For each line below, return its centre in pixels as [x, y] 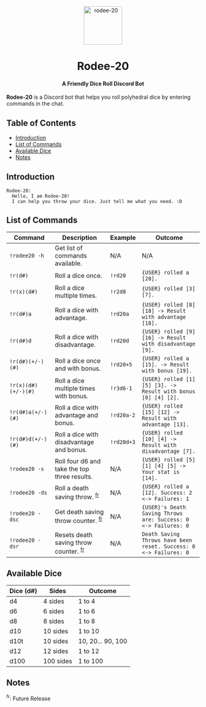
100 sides [58, 661]
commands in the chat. [35, 104]
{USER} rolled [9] [169, 331]
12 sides [56, 651]
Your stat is [161, 472]
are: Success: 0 [166, 519]
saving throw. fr [77, 496]
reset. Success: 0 [169, 546]
